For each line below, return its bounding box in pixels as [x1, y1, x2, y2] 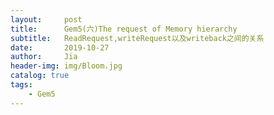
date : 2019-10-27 [10, 42, 110, 53]
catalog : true [10, 71, 70, 81]
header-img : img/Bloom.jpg [10, 61, 123, 71]
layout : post [10, 14, 83, 25]
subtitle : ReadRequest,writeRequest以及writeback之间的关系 [10, 33, 265, 43]
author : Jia [10, 52, 78, 62]
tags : [10, 80, 33, 90]
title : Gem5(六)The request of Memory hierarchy [10, 24, 238, 34]
